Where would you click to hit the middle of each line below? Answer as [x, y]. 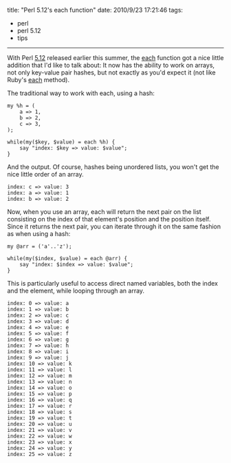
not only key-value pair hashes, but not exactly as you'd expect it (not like [112, 72]
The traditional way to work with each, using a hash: [81, 93]
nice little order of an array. [45, 174]
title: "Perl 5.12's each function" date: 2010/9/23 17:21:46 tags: [95, 10]
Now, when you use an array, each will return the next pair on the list [104, 212]
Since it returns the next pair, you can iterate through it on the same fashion [114, 226]
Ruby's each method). [38, 80]
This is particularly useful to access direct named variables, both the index [113, 283]
